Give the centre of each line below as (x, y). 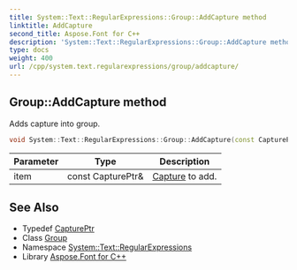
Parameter (36, 161)
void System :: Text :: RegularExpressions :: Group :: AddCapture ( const (132, 139)
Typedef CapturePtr (58, 229)
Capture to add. (185, 176)
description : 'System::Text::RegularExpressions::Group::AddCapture (138, 42)
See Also (34, 207)
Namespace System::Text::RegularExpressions (107, 247)
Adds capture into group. (55, 124)
